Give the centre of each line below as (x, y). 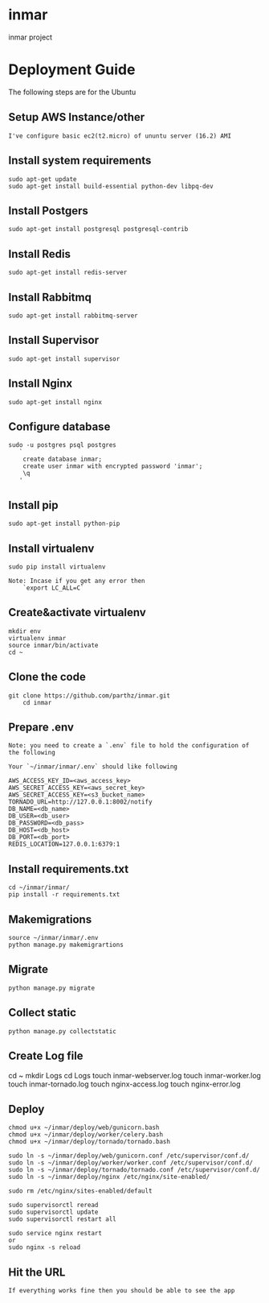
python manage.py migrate (51, 988)
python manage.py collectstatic (62, 1031)
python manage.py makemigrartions (66, 945)
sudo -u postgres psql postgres (62, 445)
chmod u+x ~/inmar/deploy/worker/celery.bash (86, 1135)
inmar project (31, 37)
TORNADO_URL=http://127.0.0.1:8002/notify (80, 802)
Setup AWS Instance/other (77, 117)
